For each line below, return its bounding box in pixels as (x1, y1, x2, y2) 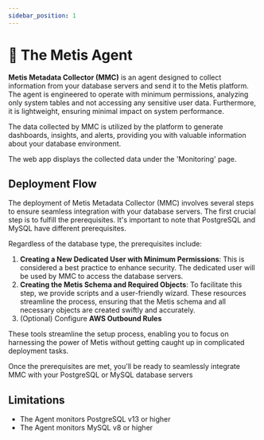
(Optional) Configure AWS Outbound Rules (19, 314, 162, 324)
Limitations (8, 393, 65, 407)
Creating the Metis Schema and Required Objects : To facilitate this (19, 280, 243, 289)
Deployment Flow (8, 177, 97, 191)
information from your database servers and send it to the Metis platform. (8, 81, 249, 90)
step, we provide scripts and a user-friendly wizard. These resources (19, 289, 247, 298)
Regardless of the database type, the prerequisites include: (8, 239, 203, 249)
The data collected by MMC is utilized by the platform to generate (8, 121, 223, 132)
